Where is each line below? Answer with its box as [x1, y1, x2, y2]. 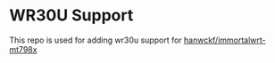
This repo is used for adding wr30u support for [9, 35, 182, 45]
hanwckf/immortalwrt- [183, 35, 266, 45]
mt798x [9, 43, 37, 54]
